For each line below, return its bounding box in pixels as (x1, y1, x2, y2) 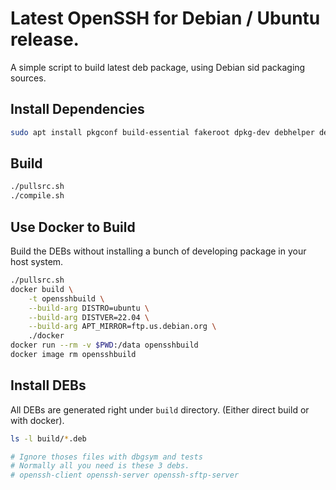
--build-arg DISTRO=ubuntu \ (28, 303, 150, 313)
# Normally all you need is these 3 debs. (10, 461, 190, 471)
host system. (10, 256, 64, 267)
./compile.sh (10, 191, 65, 201)
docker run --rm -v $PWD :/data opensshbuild (10, 340, 199, 351)
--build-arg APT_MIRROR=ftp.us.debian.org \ (28, 322, 217, 332)
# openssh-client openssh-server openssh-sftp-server (10, 470, 240, 481)
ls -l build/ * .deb (10, 433, 87, 444)
